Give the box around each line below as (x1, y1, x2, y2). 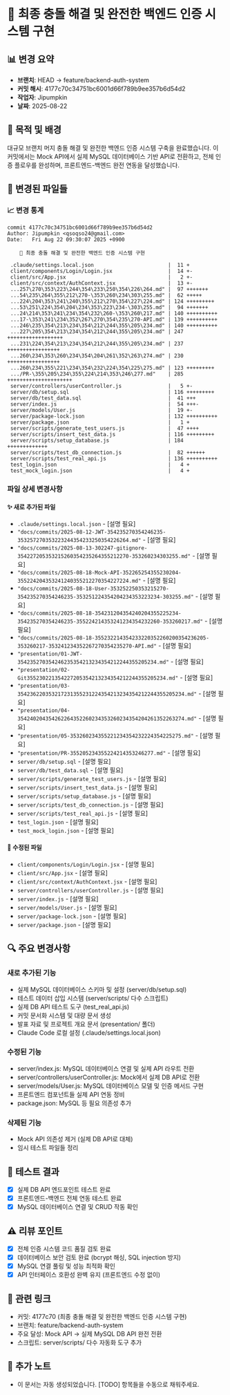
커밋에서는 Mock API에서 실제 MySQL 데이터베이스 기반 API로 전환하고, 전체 (7, 152, 214, 160)
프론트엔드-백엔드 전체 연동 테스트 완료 (17, 1194, 122, 1202)
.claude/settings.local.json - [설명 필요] (17, 519, 136, 527)
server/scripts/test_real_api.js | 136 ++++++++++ (10, 455, 218, 462)
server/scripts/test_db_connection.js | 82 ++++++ (10, 449, 206, 456)
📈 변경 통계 (7, 205, 44, 215)
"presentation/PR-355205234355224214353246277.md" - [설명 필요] (17, 748, 201, 757)
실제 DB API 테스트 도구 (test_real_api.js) (17, 1002, 130, 1011)
